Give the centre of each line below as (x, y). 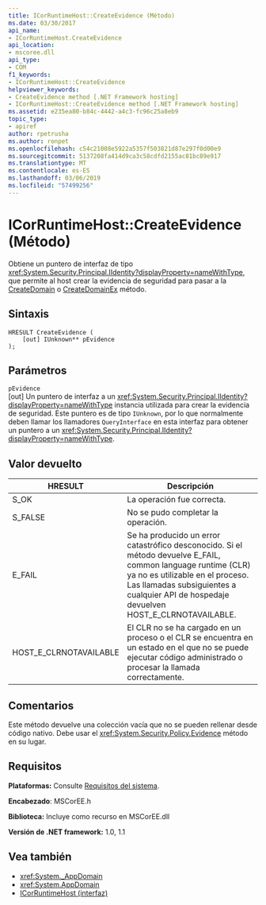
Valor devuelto (45, 464)
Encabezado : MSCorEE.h (50, 801)
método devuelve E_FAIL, (174, 555)
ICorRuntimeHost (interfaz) (64, 893)
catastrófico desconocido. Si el (185, 545)
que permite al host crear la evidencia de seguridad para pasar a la (118, 280)
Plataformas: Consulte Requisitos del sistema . (84, 785)
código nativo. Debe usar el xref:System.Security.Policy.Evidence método (128, 733)
